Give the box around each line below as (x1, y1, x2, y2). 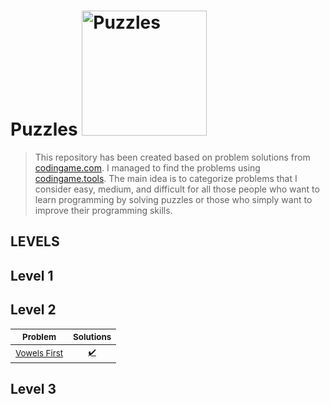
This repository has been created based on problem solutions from (34, 151, 311, 163)
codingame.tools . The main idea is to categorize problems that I (34, 172, 298, 184)
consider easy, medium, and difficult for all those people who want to (34, 183, 320, 195)
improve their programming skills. (34, 204, 173, 216)
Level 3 (10, 380, 57, 397)
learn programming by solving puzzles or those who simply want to (34, 193, 313, 205)
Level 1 (10, 267, 54, 284)
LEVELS (10, 233, 60, 250)
